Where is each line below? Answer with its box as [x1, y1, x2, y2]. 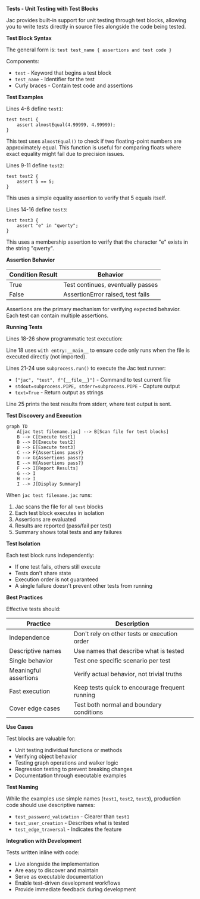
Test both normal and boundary [73, 701, 162, 708]
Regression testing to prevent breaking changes [14, 766, 133, 772]
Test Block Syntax [6, 35, 52, 41]
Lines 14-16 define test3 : [6, 206, 68, 213]
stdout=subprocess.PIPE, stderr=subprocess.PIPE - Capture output [14, 382, 180, 389]
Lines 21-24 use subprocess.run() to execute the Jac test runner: [6, 364, 166, 372]
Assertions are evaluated [14, 516, 76, 523]
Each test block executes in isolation [14, 510, 104, 516]
